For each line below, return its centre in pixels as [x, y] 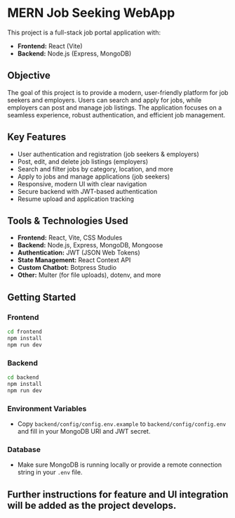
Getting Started [42, 297]
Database [24, 449]
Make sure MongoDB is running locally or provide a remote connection [120, 465]
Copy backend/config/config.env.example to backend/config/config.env [122, 424]
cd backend [23, 377]
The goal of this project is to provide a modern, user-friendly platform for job [118, 92]
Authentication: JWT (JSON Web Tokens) [79, 253]
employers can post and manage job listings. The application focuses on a [115, 108]
